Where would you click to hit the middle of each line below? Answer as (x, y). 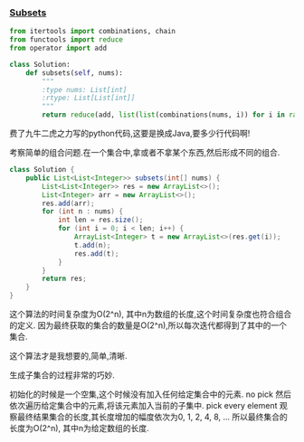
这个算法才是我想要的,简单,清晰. (69, 356)
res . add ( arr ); (68, 203)
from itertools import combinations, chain (93, 32)
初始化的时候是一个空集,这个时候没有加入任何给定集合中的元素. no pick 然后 (151, 394)
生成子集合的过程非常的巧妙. (62, 375)
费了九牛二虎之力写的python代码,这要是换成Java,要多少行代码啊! (130, 134)
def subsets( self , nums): (75, 73)
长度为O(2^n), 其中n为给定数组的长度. (79, 428)
